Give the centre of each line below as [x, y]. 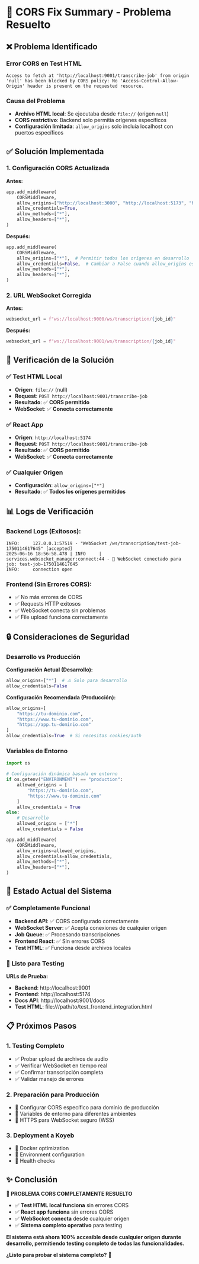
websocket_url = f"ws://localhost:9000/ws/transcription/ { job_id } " [91, 319]
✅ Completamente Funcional [48, 908]
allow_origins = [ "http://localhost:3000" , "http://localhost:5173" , [102, 203]
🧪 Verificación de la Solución [60, 360]
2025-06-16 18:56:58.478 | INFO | [54, 554]
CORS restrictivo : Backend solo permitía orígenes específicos [91, 120]
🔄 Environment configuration [49, 1154]
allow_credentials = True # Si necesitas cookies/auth [74, 736]
